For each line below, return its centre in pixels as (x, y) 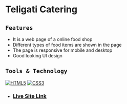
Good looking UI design (38, 56)
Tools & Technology (36, 71)
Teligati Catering (41, 9)
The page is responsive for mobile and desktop (62, 50)
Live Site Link (30, 96)
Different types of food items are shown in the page (67, 45)
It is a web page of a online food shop (52, 39)
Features (19, 28)
